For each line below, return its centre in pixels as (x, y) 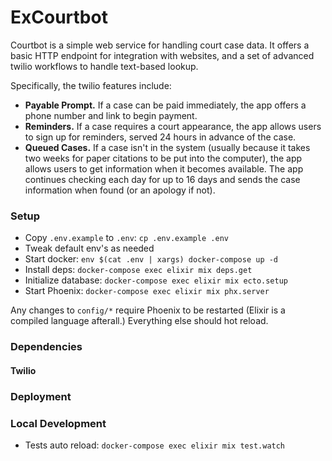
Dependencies (46, 347)
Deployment (41, 396)
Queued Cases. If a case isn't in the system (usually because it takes (167, 147)
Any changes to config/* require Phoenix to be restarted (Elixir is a (148, 310)
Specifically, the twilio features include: (91, 85)
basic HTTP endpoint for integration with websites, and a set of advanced (162, 55)
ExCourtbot (59, 17)
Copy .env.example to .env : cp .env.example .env (126, 238)
